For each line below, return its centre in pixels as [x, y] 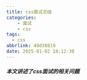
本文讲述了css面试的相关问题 [43, 72]
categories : [21, 18]
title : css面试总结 [29, 12]
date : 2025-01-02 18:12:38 [40, 52]
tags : [13, 35]
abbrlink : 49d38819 [31, 46]
